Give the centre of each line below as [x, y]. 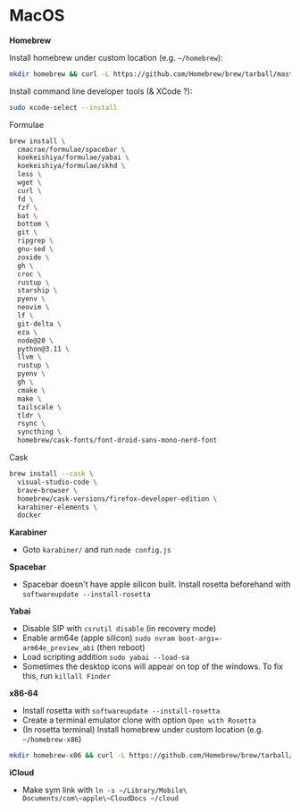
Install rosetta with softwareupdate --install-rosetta [121, 711]
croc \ [29, 274]
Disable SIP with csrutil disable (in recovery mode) [119, 629]
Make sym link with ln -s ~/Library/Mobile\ [104, 790]
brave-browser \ [47, 490]
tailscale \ [40, 407]
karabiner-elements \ [58, 507]
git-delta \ [40, 324]
